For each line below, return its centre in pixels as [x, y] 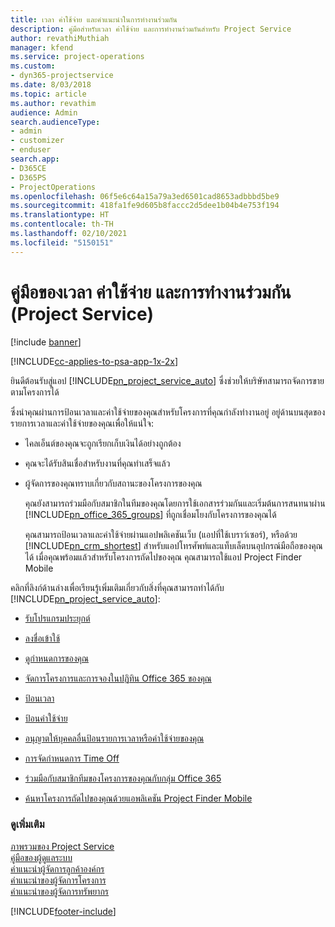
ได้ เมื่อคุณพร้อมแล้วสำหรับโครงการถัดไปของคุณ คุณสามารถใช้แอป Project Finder [163, 557]
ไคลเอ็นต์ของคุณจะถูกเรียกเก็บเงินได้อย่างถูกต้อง [103, 443]
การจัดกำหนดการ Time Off [72, 758]
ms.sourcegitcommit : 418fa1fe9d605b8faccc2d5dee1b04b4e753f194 [145, 206]
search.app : [35, 159]
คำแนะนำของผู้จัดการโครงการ [58, 880]
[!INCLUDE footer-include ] [63, 911]
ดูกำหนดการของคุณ [57, 658]
